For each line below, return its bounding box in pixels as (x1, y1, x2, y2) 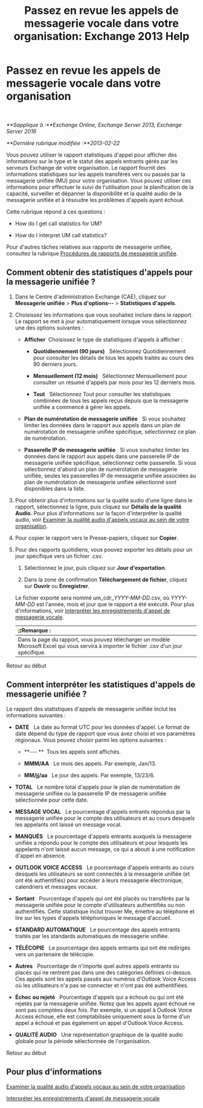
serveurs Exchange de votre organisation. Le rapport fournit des (6, 164, 166, 171)
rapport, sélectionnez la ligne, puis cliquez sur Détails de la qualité (14, 503, 182, 510)
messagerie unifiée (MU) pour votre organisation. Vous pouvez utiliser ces (6, 177, 192, 184)
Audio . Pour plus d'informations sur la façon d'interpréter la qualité (14, 509, 182, 516)
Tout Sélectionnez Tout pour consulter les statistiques (33, 390, 171, 397)
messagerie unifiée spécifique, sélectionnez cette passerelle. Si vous (24, 459, 196, 466)
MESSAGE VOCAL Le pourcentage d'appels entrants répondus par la (14, 808, 190, 815)
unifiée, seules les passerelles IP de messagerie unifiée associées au (24, 471, 196, 479)
